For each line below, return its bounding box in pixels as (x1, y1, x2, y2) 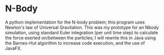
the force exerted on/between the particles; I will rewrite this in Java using (5, 35, 156, 41)
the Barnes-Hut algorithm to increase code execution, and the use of (5, 40, 145, 46)
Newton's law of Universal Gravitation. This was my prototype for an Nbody (5, 24, 159, 30)
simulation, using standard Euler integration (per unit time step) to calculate (5, 29, 158, 35)
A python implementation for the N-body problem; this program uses (5, 19, 145, 25)
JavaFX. (5, 45, 22, 51)
